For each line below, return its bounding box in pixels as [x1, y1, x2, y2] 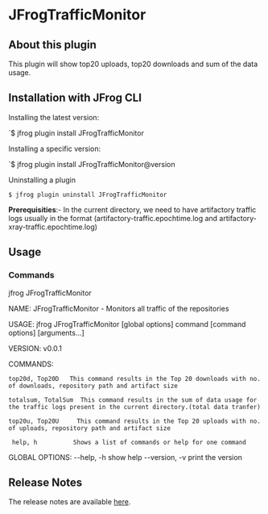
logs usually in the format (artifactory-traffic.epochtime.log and [8, 213, 218, 223]
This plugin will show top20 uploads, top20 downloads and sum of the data [8, 59, 258, 69]
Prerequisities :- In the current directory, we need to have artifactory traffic [8, 204, 257, 215]
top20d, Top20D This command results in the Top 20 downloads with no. [8, 374, 262, 382]
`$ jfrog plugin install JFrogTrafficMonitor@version [8, 159, 175, 169]
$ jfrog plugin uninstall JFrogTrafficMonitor [8, 190, 167, 198]
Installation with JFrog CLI [8, 91, 142, 105]
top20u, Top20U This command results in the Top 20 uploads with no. [8, 417, 262, 425]
